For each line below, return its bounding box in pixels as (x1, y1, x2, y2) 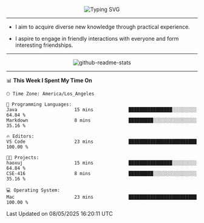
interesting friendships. (15, 41, 73, 49)
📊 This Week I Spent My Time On (6, 77, 92, 84)
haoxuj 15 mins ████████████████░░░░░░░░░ (6, 160, 197, 166)
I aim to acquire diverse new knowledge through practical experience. (15, 23, 190, 30)
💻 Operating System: (6, 187, 61, 193)
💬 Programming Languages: (6, 101, 72, 108)
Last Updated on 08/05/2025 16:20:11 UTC (6, 210, 114, 217)
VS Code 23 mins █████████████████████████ (6, 139, 197, 145)
